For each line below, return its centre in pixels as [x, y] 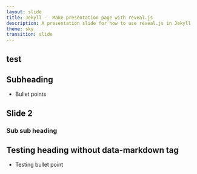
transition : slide [29, 35]
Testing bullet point [39, 165]
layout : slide [24, 12]
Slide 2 [20, 113]
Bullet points [31, 94]
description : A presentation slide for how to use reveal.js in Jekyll [98, 23]
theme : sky [20, 29]
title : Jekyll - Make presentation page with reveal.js [80, 18]
